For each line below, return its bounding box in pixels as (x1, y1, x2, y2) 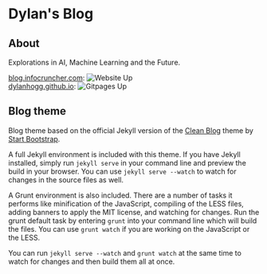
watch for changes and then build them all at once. (8, 256, 175, 266)
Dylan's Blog (8, 5, 94, 23)
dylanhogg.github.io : (8, 81, 77, 91)
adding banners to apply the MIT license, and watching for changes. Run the (8, 207, 260, 217)
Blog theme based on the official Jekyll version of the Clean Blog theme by (8, 125, 253, 135)
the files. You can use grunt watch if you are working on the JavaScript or (8, 224, 250, 233)
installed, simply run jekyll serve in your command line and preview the (8, 158, 247, 167)
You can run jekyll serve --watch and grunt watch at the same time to (8, 248, 241, 257)
